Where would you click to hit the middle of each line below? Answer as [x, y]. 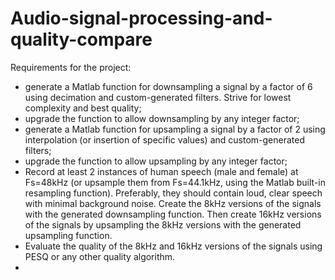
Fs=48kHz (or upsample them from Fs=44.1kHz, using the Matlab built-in [175, 182]
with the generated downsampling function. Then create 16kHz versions [173, 214]
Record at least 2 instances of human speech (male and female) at [161, 171]
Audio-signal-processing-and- [141, 18]
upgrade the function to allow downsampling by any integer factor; [162, 118]
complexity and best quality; [83, 108]
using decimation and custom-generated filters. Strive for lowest [158, 97]
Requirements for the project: [71, 67]
